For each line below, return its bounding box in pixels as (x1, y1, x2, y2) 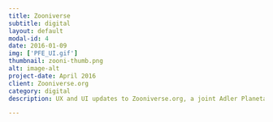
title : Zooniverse (8, 11, 71, 20)
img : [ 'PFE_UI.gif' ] (8, 49, 79, 57)
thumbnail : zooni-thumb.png (8, 57, 104, 65)
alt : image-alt (8, 65, 60, 73)
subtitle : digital (8, 19, 71, 27)
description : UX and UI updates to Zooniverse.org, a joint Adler (8, 95, 238, 103)
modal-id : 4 (8, 34, 49, 43)
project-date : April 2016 (8, 72, 96, 80)
